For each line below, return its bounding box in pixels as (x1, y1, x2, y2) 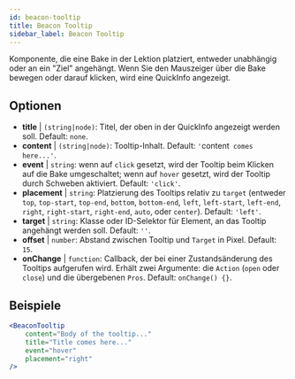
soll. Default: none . (21, 131, 88, 142)
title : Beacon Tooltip (9, 21, 93, 30)
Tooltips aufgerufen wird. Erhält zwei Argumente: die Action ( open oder (21, 263, 280, 274)
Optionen (9, 98, 62, 113)
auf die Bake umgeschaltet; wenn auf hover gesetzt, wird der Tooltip (21, 169, 271, 180)
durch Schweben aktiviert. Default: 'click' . (21, 178, 181, 189)
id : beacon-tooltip (9, 12, 81, 22)
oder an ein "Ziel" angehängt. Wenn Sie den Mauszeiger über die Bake (9, 63, 267, 73)
